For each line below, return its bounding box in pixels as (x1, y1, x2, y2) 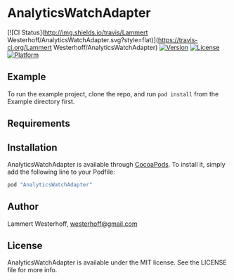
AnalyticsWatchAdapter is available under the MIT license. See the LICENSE (7, 258, 227, 267)
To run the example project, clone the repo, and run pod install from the (7, 89, 219, 98)
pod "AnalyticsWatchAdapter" (7, 181, 93, 188)
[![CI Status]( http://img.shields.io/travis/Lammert (7, 28, 148, 37)
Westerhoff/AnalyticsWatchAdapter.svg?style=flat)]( (7, 35, 159, 44)
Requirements (7, 117, 70, 129)
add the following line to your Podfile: (7, 167, 116, 176)
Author (7, 201, 39, 212)
